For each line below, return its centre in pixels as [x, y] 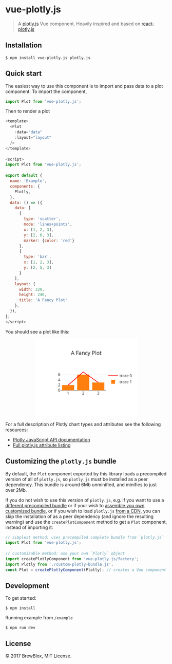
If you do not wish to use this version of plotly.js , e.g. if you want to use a [85, 500]
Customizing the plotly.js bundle [61, 461]
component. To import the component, [46, 91]
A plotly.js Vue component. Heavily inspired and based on [79, 24]
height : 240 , [33, 295]
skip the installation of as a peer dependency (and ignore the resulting [80, 516]
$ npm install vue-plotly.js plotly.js [48, 58]
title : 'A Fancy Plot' [43, 300]
